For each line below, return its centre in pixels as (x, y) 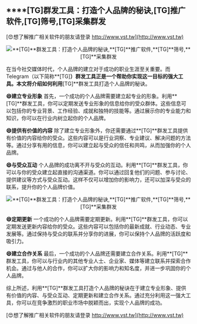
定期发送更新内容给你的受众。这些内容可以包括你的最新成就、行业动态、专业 (98, 226)
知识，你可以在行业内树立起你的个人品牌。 (57, 118)
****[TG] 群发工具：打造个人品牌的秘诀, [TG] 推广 (96, 11)
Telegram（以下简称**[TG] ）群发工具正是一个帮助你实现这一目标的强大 (92, 76)
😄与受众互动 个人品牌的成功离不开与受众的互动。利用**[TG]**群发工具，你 (97, 165)
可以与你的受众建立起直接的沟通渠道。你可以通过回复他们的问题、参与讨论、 (98, 172)
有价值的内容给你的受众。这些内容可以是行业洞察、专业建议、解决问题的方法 (98, 138)
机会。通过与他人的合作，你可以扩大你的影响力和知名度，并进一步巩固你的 (96, 268)
